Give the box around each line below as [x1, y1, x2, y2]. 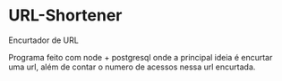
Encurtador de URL [8, 35, 80, 45]
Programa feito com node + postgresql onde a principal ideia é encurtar [8, 52, 273, 62]
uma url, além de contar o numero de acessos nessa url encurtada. [8, 61, 256, 72]
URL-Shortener [8, 5, 123, 26]
